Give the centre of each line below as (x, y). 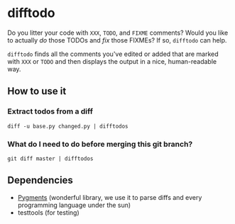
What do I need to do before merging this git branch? (100, 144)
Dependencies (40, 180)
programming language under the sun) (74, 205)
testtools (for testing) (48, 212)
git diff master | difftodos (50, 158)
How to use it (37, 91)
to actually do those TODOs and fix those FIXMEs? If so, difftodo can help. (117, 40)
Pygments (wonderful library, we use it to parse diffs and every (110, 197)
